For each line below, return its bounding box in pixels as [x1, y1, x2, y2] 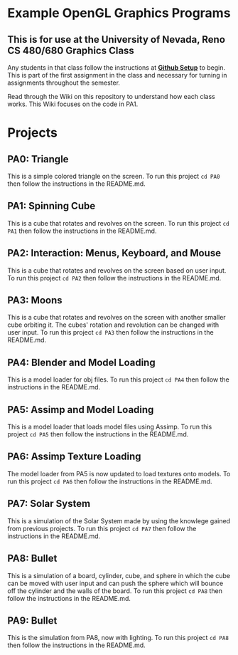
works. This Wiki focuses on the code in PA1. [7, 100, 139, 108]
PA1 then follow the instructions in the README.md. [7, 226, 157, 235]
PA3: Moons [7, 294, 63, 307]
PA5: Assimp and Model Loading [7, 404, 154, 416]
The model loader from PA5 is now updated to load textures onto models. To [7, 469, 231, 478]
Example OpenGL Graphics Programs [7, 5, 231, 21]
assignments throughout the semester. [7, 78, 121, 87]
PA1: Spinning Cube [7, 200, 96, 212]
